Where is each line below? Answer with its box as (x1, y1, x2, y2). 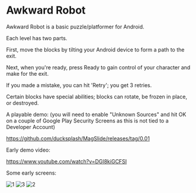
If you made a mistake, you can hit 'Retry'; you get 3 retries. (6, 81, 152, 89)
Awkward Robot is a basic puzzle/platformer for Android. (6, 23, 144, 30)
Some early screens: (6, 169, 57, 176)
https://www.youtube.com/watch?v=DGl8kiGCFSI (6, 157, 127, 165)
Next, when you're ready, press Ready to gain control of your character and (6, 63, 191, 71)
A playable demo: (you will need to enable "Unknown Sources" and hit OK (6, 111, 187, 118)
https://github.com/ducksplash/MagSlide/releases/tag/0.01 (6, 134, 150, 142)
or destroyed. (6, 99, 39, 107)
